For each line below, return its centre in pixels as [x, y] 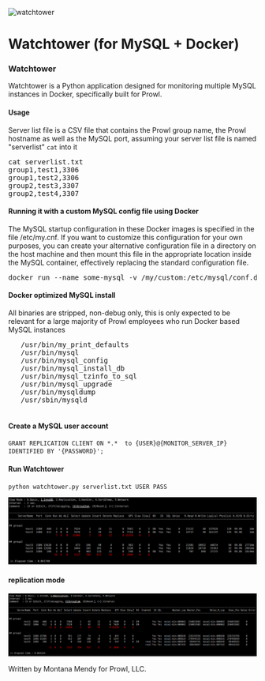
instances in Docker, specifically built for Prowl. [85, 94]
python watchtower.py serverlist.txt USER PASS [88, 487]
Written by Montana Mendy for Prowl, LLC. [78, 668]
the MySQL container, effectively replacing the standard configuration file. [129, 262]
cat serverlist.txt [46, 162]
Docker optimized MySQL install [62, 295]
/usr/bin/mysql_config [65, 361]
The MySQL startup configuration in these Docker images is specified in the [131, 228]
